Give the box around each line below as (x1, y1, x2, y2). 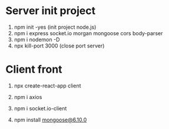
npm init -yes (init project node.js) (14, 23, 97, 30)
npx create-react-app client (14, 82, 81, 89)
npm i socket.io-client (14, 104, 67, 112)
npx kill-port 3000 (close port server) (14, 42, 105, 49)
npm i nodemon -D (14, 36, 60, 43)
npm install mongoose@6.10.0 (14, 116, 87, 123)
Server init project (5, 4, 95, 18)
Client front (5, 63, 62, 76)
